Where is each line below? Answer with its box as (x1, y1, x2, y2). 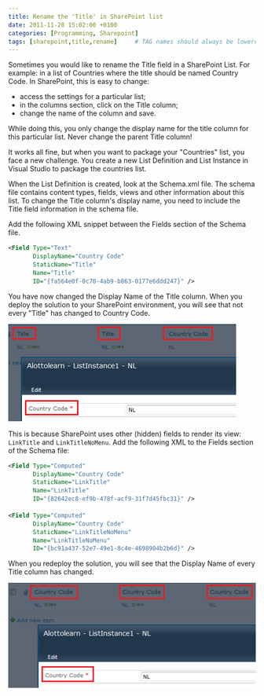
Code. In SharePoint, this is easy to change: (8, 77, 149, 86)
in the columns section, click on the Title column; (19, 101, 178, 110)
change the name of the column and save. (19, 108, 156, 118)
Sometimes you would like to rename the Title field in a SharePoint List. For (8, 60, 251, 70)
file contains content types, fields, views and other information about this (8, 188, 245, 197)
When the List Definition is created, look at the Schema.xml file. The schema (8, 179, 255, 189)
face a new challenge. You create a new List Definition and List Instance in (8, 156, 249, 165)
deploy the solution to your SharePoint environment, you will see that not (8, 299, 244, 310)
